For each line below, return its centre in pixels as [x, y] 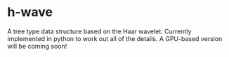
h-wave [30, 12]
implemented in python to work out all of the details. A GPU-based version [115, 38]
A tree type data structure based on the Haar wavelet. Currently [99, 31]
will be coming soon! [37, 46]
